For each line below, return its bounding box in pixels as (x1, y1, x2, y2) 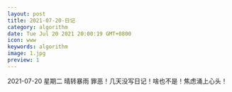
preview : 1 (7, 57, 40, 64)
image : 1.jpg (7, 50, 46, 57)
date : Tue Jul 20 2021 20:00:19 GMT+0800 (7, 30, 132, 38)
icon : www (7, 37, 37, 44)
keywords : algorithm (7, 43, 69, 50)
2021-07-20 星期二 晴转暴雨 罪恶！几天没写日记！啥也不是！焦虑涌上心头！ (7, 76, 228, 85)
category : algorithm (7, 23, 69, 30)
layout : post (7, 10, 46, 18)
